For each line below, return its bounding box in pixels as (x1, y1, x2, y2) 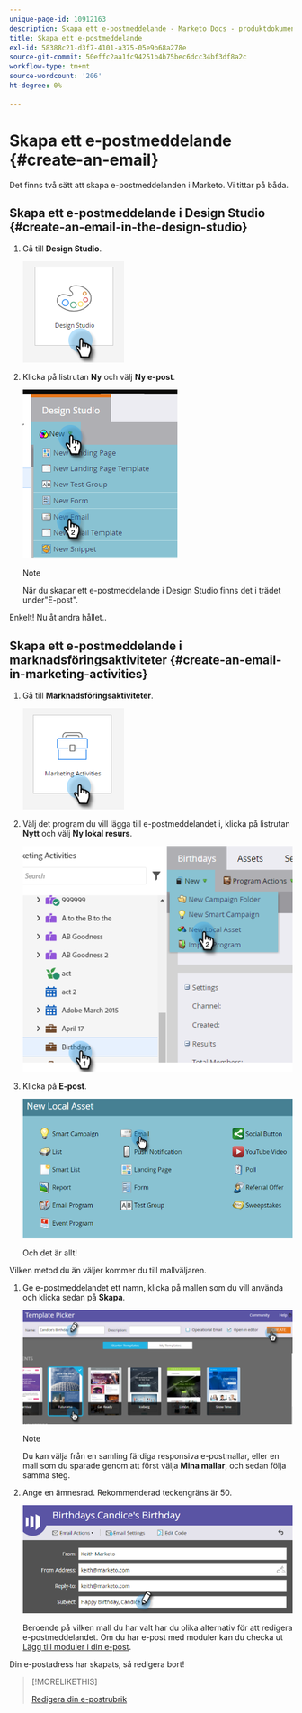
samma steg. (22, 1469, 70, 1481)
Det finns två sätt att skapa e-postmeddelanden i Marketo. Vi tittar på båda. (9, 179, 289, 190)
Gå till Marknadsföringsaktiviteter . (22, 690, 155, 702)
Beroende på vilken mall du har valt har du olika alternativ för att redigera (22, 1622, 293, 1633)
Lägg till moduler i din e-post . (22, 1641, 132, 1652)
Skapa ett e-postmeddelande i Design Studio (9, 205, 266, 221)
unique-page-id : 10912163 (9, 14, 106, 23)
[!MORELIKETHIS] (31, 1676, 98, 1687)
